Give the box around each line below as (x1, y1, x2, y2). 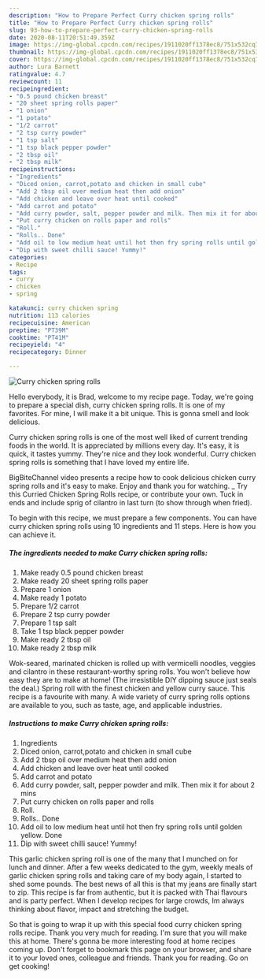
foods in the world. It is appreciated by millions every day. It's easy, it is (9, 441, 240, 450)
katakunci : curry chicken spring (9, 304, 119, 312)
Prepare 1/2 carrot (20, 601, 79, 611)
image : (9, 41, 31, 49)
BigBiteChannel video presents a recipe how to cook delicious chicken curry (9, 473, 256, 482)
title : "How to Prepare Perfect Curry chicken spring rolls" (9, 19, 214, 27)
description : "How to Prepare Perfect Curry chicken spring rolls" (9, 11, 235, 20)
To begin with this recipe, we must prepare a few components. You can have (9, 513, 257, 523)
